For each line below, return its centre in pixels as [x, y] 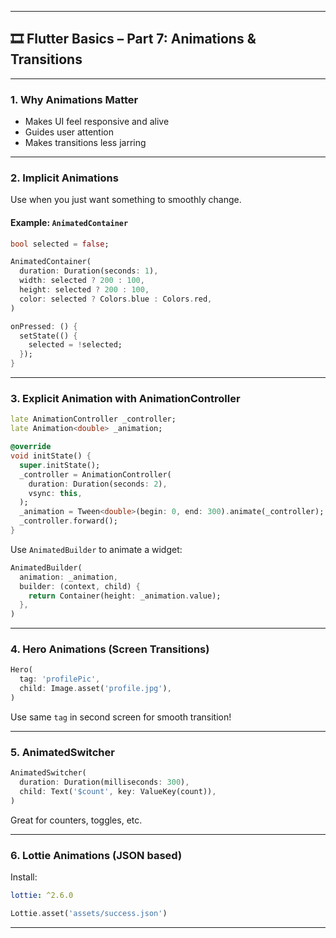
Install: [24, 877]
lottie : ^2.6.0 [42, 896]
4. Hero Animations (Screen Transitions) [110, 649]
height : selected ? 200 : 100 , [84, 290]
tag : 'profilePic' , [60, 679]
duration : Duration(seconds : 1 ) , [89, 271]
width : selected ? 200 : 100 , [82, 281]
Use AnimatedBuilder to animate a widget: [96, 549]
